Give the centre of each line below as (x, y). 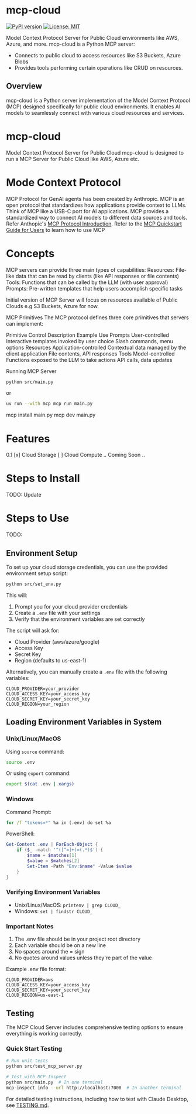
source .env (20, 762)
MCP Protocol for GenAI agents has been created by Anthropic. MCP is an (95, 199)
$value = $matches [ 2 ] (54, 861)
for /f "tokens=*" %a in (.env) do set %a (59, 823)
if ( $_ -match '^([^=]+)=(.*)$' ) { (60, 850)
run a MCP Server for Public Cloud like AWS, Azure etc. (73, 159)
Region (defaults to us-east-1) (50, 660)
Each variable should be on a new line (60, 945)
